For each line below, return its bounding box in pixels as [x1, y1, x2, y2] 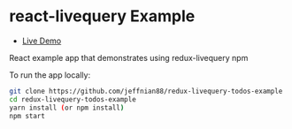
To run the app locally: [9, 69, 91, 80]
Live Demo [21, 35, 62, 46]
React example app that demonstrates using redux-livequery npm [9, 52, 249, 63]
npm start [9, 111, 46, 120]
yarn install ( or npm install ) [9, 103, 125, 112]
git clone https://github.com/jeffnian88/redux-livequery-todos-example [9, 87, 283, 95]
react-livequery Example [9, 6, 196, 27]
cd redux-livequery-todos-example [9, 95, 137, 103]
